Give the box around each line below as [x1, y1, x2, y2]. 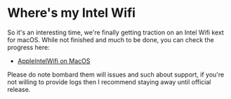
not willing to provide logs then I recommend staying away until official [7, 77, 211, 86]
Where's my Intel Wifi [7, 5, 136, 21]
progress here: [7, 43, 51, 51]
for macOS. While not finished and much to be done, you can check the [7, 35, 214, 44]
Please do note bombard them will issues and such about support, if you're [7, 70, 225, 79]
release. [7, 85, 31, 93]
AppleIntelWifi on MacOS [17, 56, 91, 65]
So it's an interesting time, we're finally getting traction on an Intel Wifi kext [7, 28, 225, 37]
